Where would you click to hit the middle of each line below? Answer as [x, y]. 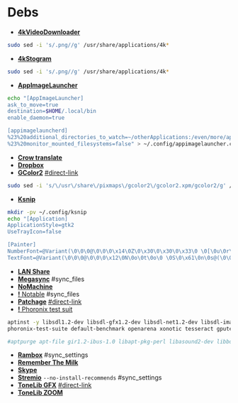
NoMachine [35, 286]
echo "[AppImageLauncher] [45, 98]
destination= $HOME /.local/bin [52, 111]
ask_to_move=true [33, 105]
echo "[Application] [38, 219]
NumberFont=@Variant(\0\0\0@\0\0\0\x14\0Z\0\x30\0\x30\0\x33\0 [103, 252]
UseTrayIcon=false [34, 232]
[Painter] [22, 245]
